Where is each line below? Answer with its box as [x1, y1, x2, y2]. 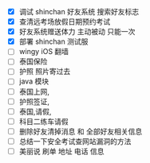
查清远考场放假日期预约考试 [18, 17, 111, 26]
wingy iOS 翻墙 [18, 47, 69, 56]
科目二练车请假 [18, 116, 69, 126]
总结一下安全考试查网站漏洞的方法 [18, 136, 132, 146]
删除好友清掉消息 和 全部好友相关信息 [18, 126, 143, 136]
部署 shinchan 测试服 [18, 37, 89, 46]
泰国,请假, [18, 107, 52, 116]
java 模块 [18, 76, 49, 86]
